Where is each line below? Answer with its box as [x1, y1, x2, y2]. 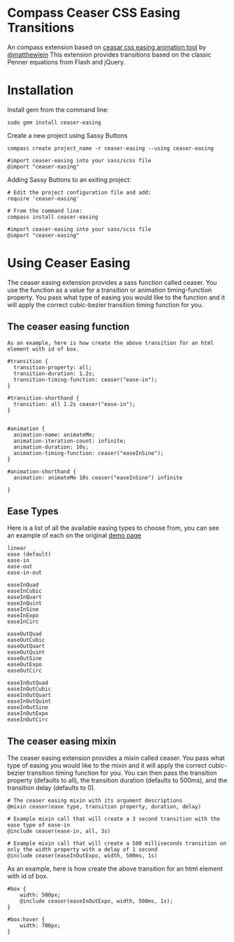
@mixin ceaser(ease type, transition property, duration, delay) [7, 803, 201, 810]
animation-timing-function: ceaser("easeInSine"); [13, 449, 164, 456]
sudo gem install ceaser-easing [7, 119, 101, 126]
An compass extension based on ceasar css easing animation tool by [7, 43, 207, 51]
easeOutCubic [7, 637, 45, 644]
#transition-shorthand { [7, 394, 80, 402]
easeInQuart [7, 593, 42, 601]
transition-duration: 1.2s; [13, 370, 96, 377]
